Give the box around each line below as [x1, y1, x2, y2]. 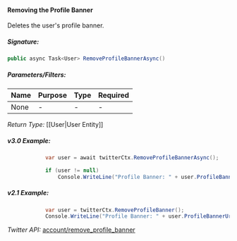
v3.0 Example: [7, 136, 51, 144]
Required [97, 90, 129, 100]
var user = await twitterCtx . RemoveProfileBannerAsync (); [44, 154, 219, 161]
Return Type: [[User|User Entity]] [7, 121, 104, 129]
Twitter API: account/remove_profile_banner [7, 225, 135, 234]
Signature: [7, 37, 39, 46]
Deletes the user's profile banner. [7, 21, 104, 30]
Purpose [37, 90, 67, 100]
